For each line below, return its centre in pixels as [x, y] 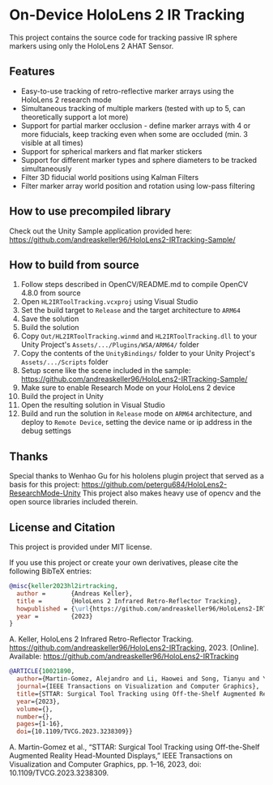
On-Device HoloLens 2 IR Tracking [127, 15]
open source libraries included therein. [74, 502]
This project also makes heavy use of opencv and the [172, 493]
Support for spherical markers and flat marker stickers [111, 151]
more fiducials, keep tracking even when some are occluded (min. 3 [134, 134]
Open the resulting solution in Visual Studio [93, 405]
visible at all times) [52, 143]
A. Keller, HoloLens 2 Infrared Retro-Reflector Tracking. [101, 639]
